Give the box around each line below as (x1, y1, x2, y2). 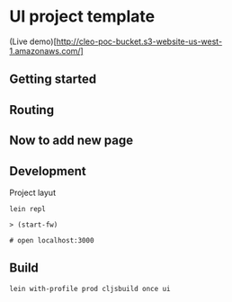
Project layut (9, 187, 57, 198)
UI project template (9, 6, 156, 27)
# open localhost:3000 (9, 235, 94, 244)
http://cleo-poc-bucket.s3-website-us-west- (56, 36, 223, 47)
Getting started (9, 72, 97, 87)
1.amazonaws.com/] (9, 45, 84, 56)
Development (9, 164, 87, 179)
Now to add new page (9, 133, 133, 148)
